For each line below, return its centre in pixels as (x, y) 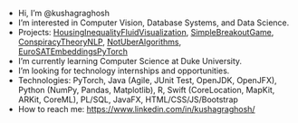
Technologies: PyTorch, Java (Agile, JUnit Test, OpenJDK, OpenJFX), (148, 80)
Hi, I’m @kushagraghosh (64, 13)
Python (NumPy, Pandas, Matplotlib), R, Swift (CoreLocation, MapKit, (146, 90)
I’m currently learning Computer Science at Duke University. (130, 61)
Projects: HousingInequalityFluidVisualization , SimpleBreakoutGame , (146, 32)
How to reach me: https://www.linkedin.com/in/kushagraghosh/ (136, 109)
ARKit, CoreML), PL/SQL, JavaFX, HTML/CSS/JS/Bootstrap (128, 99)
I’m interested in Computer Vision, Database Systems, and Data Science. (154, 23)
